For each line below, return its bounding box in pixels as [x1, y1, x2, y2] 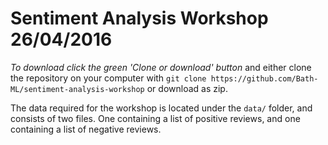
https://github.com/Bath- [210, 73, 319, 84]
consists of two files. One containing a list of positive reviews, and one [10, 112, 301, 124]
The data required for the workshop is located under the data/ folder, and [10, 102, 313, 114]
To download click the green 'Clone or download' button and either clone [10, 61, 312, 73]
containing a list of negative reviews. [10, 123, 162, 135]
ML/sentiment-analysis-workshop [10, 84, 145, 94]
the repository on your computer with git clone [10, 72, 207, 84]
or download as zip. [146, 82, 228, 94]
